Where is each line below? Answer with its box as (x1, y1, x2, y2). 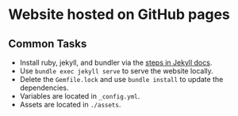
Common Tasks (8, 37, 87, 51)
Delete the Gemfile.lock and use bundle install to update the (19, 75, 224, 84)
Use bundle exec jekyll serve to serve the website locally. (19, 66, 214, 76)
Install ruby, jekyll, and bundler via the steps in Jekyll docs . (19, 58, 213, 67)
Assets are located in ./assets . (19, 100, 121, 109)
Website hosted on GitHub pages (8, 6, 230, 24)
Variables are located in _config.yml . (19, 92, 140, 100)
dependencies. (19, 83, 69, 92)
